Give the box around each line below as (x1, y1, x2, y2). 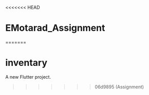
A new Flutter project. (5, 74, 51, 80)
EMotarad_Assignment (5, 22, 105, 34)
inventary (5, 57, 48, 68)
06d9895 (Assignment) (95, 84, 144, 90)
